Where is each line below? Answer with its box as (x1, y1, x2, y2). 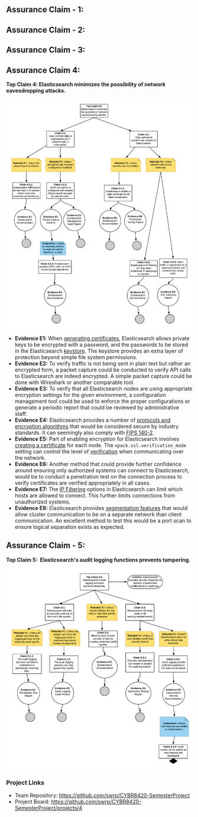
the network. (14, 454, 46, 461)
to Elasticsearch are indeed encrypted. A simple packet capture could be (14, 372, 193, 379)
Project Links (6, 778, 45, 786)
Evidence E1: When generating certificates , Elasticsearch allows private (14, 334, 190, 342)
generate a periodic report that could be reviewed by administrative (14, 403, 179, 411)
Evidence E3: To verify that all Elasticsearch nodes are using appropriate (14, 385, 193, 392)
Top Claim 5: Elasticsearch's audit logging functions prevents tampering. (6, 556, 191, 563)
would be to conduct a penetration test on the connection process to (14, 473, 182, 480)
